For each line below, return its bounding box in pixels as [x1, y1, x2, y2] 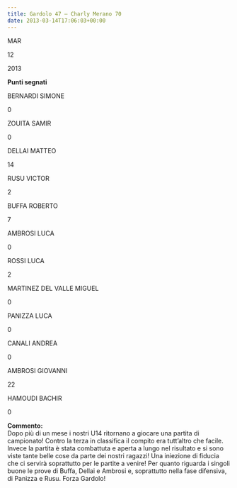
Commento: [7, 421, 43, 430]
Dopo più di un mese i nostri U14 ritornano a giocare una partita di [7, 428, 200, 437]
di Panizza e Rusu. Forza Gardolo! [7, 474, 106, 482]
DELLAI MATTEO [7, 146, 57, 155]
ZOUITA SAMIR [7, 118, 52, 128]
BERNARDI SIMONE [7, 91, 65, 100]
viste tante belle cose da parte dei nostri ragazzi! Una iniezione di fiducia [7, 451, 219, 460]
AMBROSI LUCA [7, 228, 54, 238]
